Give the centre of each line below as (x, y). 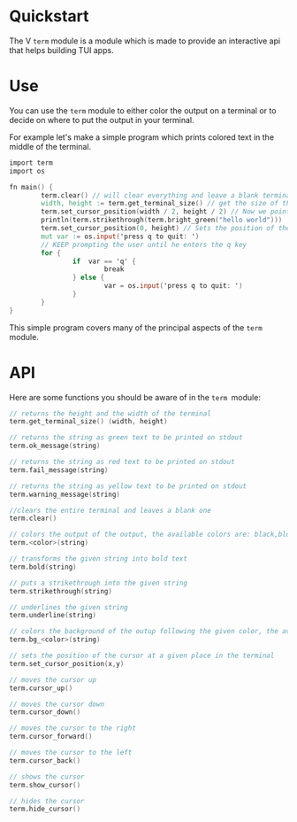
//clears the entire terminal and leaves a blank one (110, 510)
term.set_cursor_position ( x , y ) (67, 663)
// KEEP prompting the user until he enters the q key (144, 244)
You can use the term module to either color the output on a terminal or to (143, 110)
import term (31, 163)
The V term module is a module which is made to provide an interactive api (145, 41)
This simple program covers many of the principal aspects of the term (136, 327)
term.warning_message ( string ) (65, 494)
